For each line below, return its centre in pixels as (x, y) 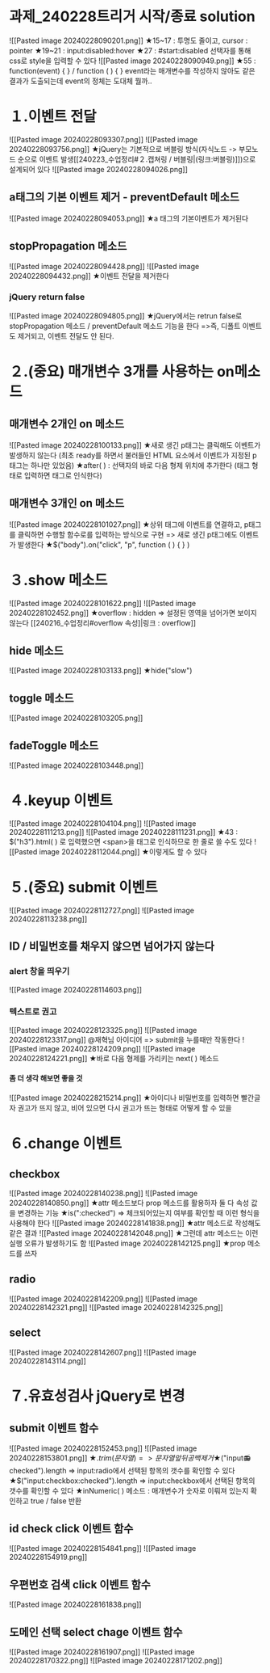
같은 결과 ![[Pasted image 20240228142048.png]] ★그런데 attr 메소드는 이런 (134, 1233)
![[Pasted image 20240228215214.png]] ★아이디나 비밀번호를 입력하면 (124, 1098)
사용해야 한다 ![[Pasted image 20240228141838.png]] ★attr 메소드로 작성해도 (135, 1223)
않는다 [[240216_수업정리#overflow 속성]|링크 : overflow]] (103, 622)
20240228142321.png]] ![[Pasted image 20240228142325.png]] (116, 1307)
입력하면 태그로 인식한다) (63, 475)
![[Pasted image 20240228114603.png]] (76, 989)
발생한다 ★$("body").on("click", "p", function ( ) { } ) (104, 544)
